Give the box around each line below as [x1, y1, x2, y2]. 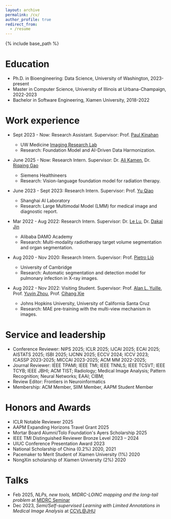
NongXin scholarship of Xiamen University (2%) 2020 [12, 457, 126, 463]
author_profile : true [5, 17, 52, 22]
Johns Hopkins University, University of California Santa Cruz [20, 300, 150, 306]
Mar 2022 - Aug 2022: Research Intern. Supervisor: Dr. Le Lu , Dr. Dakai [12, 218, 163, 224]
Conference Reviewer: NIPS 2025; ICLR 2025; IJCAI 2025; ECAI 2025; [12, 346, 161, 352]
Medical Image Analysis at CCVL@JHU [12, 508, 96, 514]
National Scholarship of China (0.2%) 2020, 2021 [12, 445, 116, 452]
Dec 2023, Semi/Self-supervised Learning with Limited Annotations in [12, 502, 160, 508]
